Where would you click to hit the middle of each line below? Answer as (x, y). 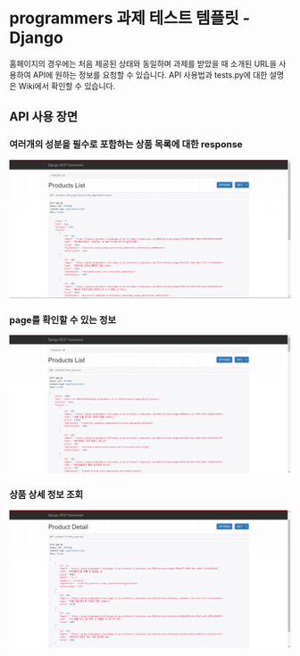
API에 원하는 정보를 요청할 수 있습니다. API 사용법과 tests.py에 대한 (150, 75)
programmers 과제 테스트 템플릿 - (130, 18)
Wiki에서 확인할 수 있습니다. (67, 86)
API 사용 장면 (44, 117)
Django (37, 38)
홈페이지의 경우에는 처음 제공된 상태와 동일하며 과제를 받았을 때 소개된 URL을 (143, 63)
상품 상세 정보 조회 (46, 494)
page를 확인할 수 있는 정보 (63, 320)
